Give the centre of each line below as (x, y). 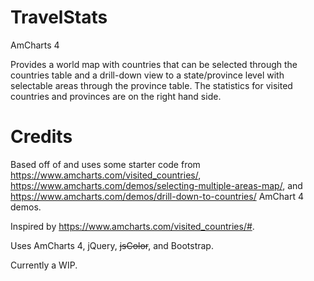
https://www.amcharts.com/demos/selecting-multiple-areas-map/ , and (156, 185)
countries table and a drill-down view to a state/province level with (147, 75)
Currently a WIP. (44, 265)
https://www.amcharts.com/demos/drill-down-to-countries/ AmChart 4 (157, 196)
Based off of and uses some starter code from (105, 164)
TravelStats (59, 17)
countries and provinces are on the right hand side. (116, 96)
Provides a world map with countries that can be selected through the (154, 64)
